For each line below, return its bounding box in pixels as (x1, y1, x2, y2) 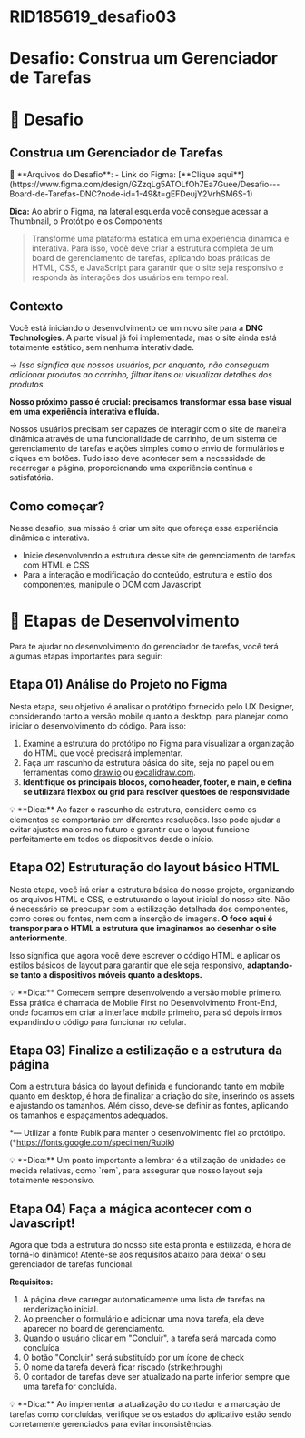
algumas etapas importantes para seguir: (9, 650, 163, 661)
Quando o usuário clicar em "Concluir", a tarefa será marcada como (22, 1332, 277, 1343)
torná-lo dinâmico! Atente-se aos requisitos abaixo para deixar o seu (9, 1249, 266, 1261)
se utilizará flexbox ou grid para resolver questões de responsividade (22, 786, 290, 797)
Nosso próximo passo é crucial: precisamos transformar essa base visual (9, 397, 292, 407)
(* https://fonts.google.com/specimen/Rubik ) (9, 1137, 175, 1148)
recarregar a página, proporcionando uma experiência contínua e (9, 462, 254, 474)
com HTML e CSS (22, 559, 90, 570)
